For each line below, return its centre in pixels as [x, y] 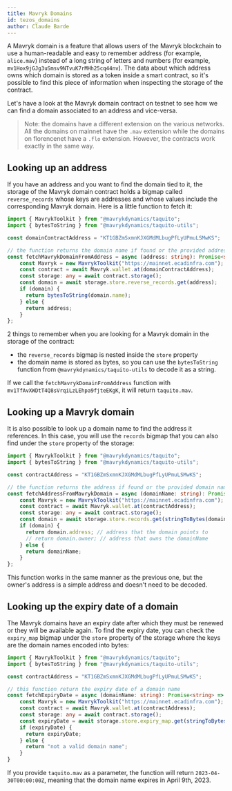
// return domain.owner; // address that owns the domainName [117, 538]
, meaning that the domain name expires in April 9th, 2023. [128, 780]
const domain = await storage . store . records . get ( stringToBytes [113, 519]
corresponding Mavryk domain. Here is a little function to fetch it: [100, 206]
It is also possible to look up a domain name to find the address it [99, 429]
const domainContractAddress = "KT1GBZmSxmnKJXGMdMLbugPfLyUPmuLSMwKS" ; [114, 238]
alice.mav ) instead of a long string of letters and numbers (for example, [109, 61]
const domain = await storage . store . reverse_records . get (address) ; [118, 283]
